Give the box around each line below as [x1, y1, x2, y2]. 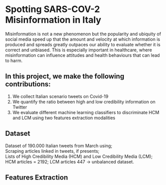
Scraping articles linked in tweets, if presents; [5, 148, 100, 154]
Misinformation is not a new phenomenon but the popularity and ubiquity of [5, 31, 161, 37]
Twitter [12, 104, 28, 110]
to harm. [5, 57, 23, 63]
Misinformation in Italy [5, 14, 101, 26]
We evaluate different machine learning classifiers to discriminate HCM [12, 109, 159, 115]
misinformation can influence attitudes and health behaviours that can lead [5, 52, 160, 58]
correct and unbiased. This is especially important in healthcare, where [5, 47, 152, 53]
